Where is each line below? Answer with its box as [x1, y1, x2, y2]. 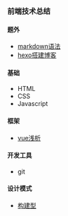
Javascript [17, 100, 48, 108]
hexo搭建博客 [17, 51, 57, 59]
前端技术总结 [7, 6, 51, 16]
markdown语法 [17, 42, 61, 51]
